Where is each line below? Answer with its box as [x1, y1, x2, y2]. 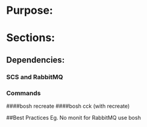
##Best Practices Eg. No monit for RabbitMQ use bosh [6, 114, 142, 121]
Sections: [6, 31, 55, 45]
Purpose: [6, 4, 53, 17]
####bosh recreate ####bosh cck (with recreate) [6, 102, 130, 110]
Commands [6, 89, 41, 97]
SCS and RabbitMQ [6, 72, 63, 81]
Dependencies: [6, 55, 65, 65]
